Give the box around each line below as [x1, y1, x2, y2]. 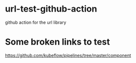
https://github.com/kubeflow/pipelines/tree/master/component [5, 52, 132, 58]
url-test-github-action [5, 3, 97, 15]
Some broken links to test [5, 36, 110, 47]
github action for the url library [5, 19, 67, 25]
